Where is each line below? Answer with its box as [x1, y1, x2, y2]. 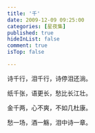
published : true [7, 29, 54, 37]
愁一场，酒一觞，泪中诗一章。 [7, 118, 92, 126]
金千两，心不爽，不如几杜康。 [7, 103, 92, 112]
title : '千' [7, 10, 41, 17]
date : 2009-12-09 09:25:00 [7, 17, 85, 23]
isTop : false [7, 49, 45, 56]
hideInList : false [7, 36, 60, 43]
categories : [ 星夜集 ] [7, 23, 66, 30]
